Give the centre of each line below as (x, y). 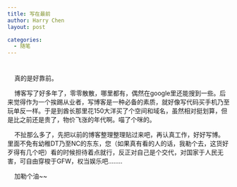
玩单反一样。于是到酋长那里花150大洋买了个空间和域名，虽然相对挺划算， (114, 111)
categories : (25, 40)
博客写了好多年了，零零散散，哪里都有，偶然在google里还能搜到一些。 (117, 93)
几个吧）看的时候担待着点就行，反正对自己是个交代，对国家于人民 (121, 152)
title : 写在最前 (29, 14)
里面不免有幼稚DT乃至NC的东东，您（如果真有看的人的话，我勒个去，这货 (115, 144)
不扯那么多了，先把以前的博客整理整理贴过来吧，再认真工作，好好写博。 (119, 135)
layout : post (26, 27)
